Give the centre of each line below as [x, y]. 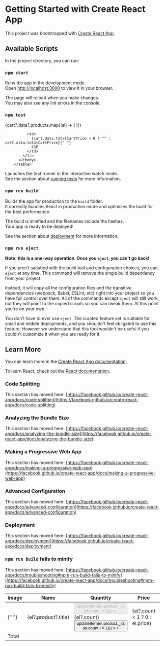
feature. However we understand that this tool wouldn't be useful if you [77, 328]
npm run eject [22, 248]
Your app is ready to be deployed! [39, 226]
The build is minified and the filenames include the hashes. [65, 221]
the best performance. [28, 212]
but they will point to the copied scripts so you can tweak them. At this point [82, 303]
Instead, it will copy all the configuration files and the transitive [68, 287]
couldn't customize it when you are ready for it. [53, 334]
